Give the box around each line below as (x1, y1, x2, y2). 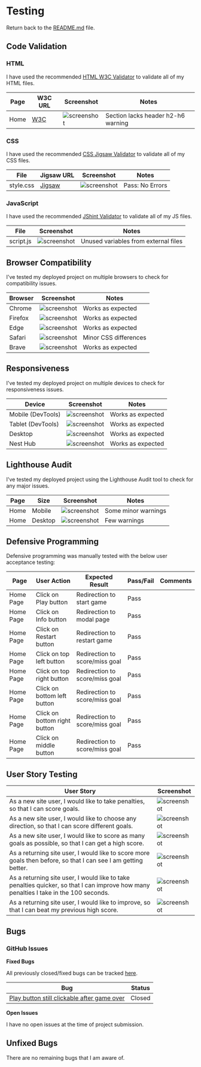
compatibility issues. (6, 280, 57, 287)
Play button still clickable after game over (9, 994, 125, 1002)
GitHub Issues (6, 944, 48, 952)
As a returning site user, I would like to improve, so (9, 898, 151, 907)
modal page (76, 615, 110, 624)
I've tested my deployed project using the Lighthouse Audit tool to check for (6, 476, 194, 483)
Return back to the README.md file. (6, 24, 95, 31)
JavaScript (6, 199, 39, 208)
